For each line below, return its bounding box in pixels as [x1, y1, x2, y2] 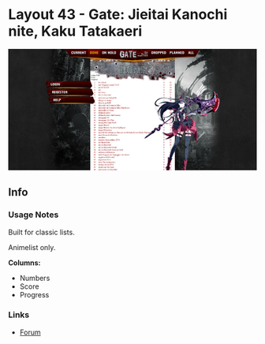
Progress [19, 290, 50, 299]
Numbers [19, 273, 50, 282]
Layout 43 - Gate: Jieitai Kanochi [8, 6, 228, 24]
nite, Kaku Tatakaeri [8, 22, 143, 40]
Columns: [8, 258, 41, 267]
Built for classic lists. [8, 227, 75, 237]
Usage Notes [8, 209, 59, 220]
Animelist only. [8, 242, 56, 252]
